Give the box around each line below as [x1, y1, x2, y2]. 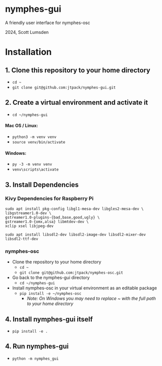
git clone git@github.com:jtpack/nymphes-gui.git [12, 85, 116, 90]
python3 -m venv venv [12, 134, 56, 140]
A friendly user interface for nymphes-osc [5, 20, 90, 26]
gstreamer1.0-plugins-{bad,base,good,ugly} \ [5, 215, 100, 220]
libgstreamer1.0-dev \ [5, 210, 52, 216]
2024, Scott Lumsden [5, 29, 49, 35]
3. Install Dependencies [5, 180, 79, 189]
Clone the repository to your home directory [12, 259, 102, 265]
